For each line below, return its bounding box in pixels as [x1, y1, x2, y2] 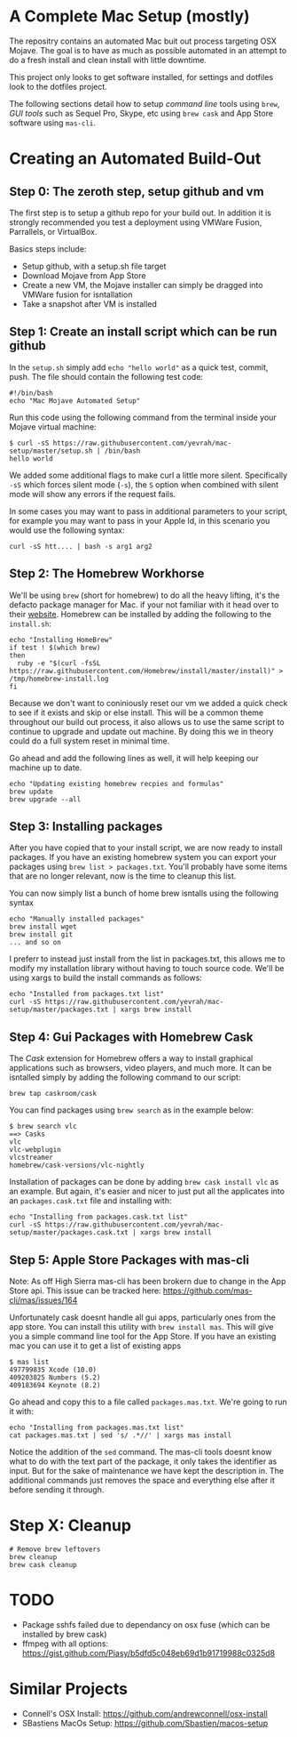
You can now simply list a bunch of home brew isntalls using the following [9, 888, 279, 899]
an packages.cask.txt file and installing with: [9, 1195, 172, 1206]
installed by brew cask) [21, 1628, 108, 1639]
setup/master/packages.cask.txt [9, 1228, 129, 1237]
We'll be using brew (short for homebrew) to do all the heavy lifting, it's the [9, 590, 280, 600]
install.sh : [9, 618, 51, 629]
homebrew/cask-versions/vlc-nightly [9, 1161, 145, 1170]
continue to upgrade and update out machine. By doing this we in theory [9, 726, 274, 736]
